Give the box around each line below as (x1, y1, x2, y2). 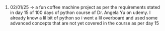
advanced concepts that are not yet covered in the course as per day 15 (10, 20, 159, 26)
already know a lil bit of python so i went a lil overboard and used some (10, 15, 158, 20)
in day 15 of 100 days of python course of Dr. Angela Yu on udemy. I (10, 9, 151, 15)
